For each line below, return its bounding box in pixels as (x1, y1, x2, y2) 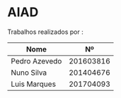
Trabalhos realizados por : (7, 27, 83, 36)
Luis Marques (11, 79, 57, 89)
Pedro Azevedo (11, 56, 62, 66)
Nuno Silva (11, 68, 47, 78)
